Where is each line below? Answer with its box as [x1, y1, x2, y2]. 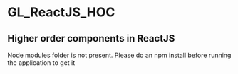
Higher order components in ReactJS [7, 32, 175, 44]
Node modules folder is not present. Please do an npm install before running [7, 51, 232, 59]
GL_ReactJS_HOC [7, 4, 115, 20]
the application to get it [7, 58, 76, 67]
